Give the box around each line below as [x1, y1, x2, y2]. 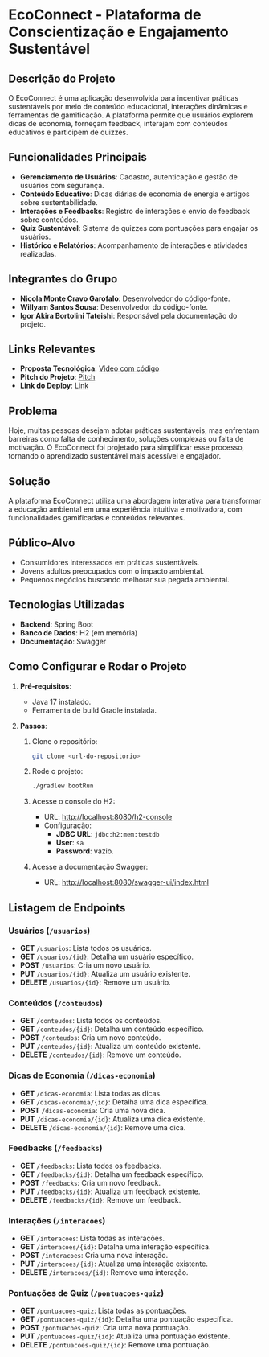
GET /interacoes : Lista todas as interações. [19, 1233, 165, 1244]
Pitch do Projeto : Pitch [19, 372, 96, 382]
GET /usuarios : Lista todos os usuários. [19, 943, 152, 952]
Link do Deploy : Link [19, 380, 89, 391]
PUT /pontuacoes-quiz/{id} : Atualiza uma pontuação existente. [19, 1331, 230, 1341]
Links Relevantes [8, 343, 96, 356]
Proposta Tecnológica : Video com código [19, 364, 160, 373]
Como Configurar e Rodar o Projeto [8, 660, 187, 673]
